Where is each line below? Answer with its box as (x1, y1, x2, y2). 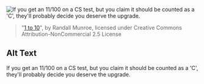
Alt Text (6, 48, 37, 58)
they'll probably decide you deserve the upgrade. (6, 71, 131, 78)
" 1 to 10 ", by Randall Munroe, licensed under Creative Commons (21, 24, 182, 31)
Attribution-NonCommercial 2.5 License (21, 30, 122, 38)
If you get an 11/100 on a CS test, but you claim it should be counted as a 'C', (6, 64, 199, 71)
